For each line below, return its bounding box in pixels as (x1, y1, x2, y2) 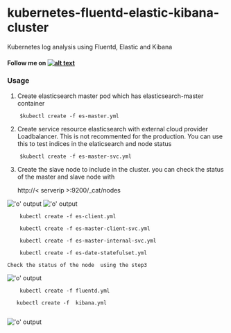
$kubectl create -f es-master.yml (19, 113, 119, 120)
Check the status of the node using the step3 (7, 261, 148, 268)
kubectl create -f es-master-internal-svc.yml (19, 237, 157, 244)
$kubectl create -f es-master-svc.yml (19, 153, 132, 160)
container (17, 99, 45, 107)
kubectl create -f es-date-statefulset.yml (19, 249, 148, 257)
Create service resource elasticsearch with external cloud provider (17, 124, 208, 133)
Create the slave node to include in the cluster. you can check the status (17, 165, 224, 173)
